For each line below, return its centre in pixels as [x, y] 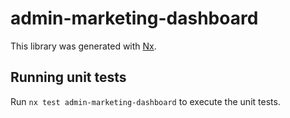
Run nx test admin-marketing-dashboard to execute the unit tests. [145, 101]
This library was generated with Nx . [83, 46]
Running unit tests [68, 77]
